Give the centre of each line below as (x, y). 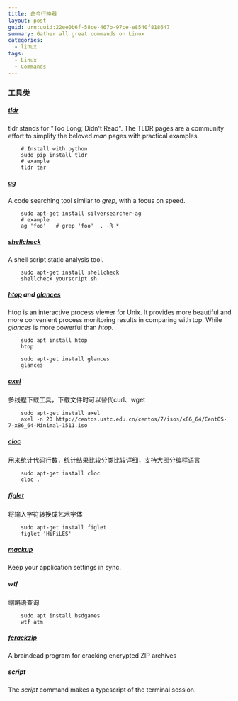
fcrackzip (23, 637)
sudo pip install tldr (54, 155)
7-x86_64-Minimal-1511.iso (48, 426)
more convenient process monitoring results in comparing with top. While (115, 320)
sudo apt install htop (54, 341)
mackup (21, 549)
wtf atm (32, 622)
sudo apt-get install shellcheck (70, 273)
